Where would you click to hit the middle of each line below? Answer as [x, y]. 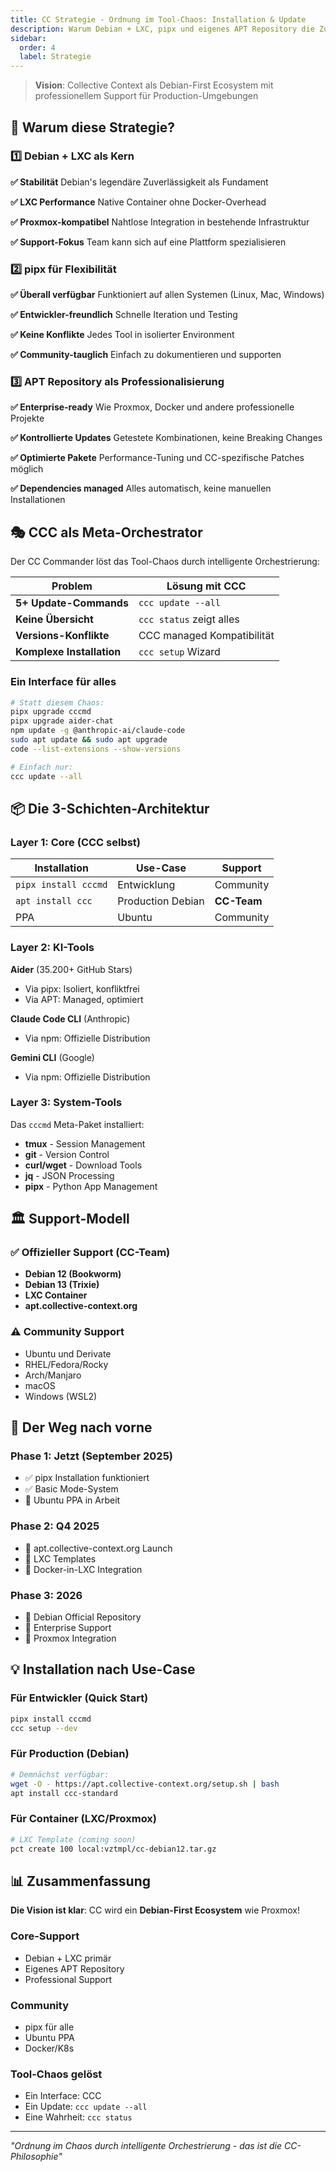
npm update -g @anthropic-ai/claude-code [98, 731]
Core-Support [45, 1936]
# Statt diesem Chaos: [57, 702]
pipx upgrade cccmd [51, 712]
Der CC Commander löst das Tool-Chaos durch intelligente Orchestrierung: [165, 562]
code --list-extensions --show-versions [96, 749]
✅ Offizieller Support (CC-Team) [90, 1253]
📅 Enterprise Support [68, 1628]
